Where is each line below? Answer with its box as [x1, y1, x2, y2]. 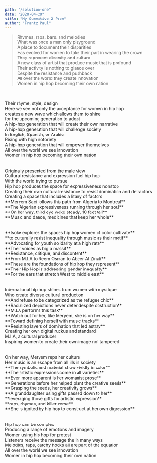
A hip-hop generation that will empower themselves [5, 142, 109, 148]
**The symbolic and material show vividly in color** [5, 365, 111, 370]
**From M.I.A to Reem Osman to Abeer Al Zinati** [5, 256, 106, 262]
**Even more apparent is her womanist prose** [5, 375, 101, 381]
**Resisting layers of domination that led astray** [5, 323, 106, 329]
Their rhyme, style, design [5, 100, 58, 106]
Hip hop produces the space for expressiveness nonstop [5, 183, 119, 189]
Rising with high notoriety [5, 137, 57, 143]
